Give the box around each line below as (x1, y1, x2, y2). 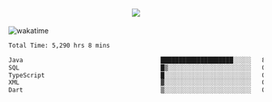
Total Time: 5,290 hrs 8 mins (8, 41, 111, 49)
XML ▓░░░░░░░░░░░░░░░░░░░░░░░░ (8, 79, 252, 87)
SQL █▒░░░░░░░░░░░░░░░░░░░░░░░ (8, 63, 252, 72)
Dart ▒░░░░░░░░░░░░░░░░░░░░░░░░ (8, 86, 252, 95)
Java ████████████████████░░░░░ (8, 56, 252, 64)
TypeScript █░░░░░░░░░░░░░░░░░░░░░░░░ (8, 71, 252, 79)
